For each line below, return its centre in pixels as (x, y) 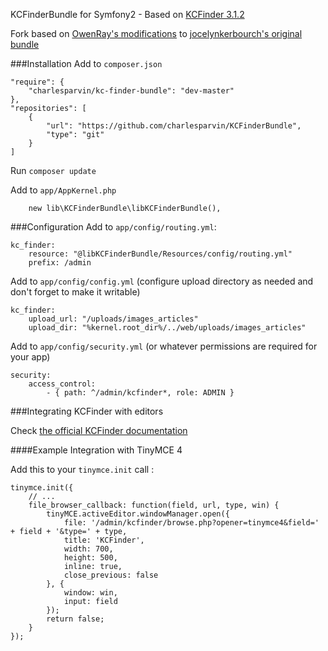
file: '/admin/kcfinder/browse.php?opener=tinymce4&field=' (191, 523)
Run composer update (53, 170)
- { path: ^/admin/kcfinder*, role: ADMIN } (140, 393)
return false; (75, 619)
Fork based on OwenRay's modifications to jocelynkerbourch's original (156, 33)
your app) (30, 357)
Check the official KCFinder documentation (99, 430)
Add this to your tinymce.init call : (82, 469)
